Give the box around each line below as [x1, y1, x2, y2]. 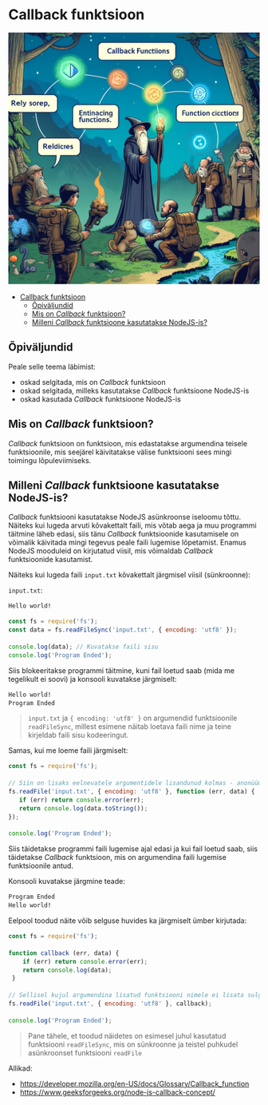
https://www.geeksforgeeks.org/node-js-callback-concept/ [19, 1087, 215, 1097]
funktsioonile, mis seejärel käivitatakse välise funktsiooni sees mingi [8, 447, 232, 457]
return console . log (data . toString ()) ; [18, 804, 148, 812]
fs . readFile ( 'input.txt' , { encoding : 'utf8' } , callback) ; [8, 1000, 213, 1008]
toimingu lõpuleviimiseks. [8, 455, 92, 465]
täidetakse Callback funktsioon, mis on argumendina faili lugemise [8, 853, 227, 862]
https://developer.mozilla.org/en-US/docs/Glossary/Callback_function [19, 1079, 250, 1088]
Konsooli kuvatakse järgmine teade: [8, 877, 125, 886]
